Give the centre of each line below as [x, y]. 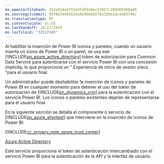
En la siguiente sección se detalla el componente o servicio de [68, 112]
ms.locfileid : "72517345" [31, 32]
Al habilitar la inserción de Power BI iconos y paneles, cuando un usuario [78, 46]
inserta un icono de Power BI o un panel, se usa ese [57, 51]
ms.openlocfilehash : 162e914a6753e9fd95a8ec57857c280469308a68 [71, 10]
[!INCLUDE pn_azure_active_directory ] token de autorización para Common [80, 57]
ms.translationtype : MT [29, 19]
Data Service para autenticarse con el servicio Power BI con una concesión [81, 62]
